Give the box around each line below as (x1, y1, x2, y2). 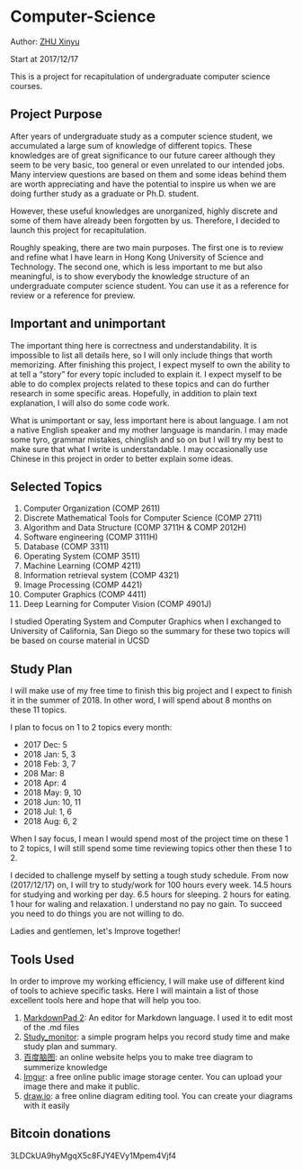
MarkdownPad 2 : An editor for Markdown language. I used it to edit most (22, 1012, 293, 1023)
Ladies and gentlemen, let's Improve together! (10, 926, 181, 937)
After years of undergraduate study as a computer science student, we (10, 131, 273, 141)
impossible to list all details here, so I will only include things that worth (10, 349, 273, 360)
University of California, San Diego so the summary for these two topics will (10, 626, 290, 637)
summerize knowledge (22, 1062, 109, 1073)
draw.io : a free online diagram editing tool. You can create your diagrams (22, 1091, 293, 1101)
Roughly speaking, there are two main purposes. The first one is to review (10, 241, 284, 253)
